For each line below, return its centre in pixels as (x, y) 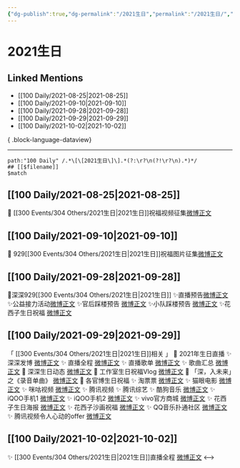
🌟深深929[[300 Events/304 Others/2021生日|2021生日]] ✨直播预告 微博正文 (118, 295)
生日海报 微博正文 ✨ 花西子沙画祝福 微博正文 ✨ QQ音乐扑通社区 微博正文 (120, 407)
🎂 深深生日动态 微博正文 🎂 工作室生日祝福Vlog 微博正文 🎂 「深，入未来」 (126, 371)
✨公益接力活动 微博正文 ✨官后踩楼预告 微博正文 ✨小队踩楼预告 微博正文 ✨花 (119, 304)
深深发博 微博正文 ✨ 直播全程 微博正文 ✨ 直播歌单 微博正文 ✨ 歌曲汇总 (111, 362)
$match (17, 173)
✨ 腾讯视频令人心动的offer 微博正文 (60, 416)
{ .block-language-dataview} (50, 139)
